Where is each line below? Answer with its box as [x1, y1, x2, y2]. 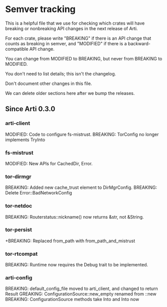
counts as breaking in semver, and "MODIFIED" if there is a [5, 40, 127, 46]
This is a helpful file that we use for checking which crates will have [5, 20, 145, 26]
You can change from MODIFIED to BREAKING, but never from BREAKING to [5, 55, 162, 61]
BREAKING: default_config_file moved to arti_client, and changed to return [5, 285, 158, 292]
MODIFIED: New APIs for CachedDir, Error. [5, 160, 93, 166]
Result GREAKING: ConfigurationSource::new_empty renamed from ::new [5, 291, 156, 297]
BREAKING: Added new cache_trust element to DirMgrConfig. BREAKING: [5, 184, 157, 190]
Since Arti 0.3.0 [5, 105, 56, 114]
